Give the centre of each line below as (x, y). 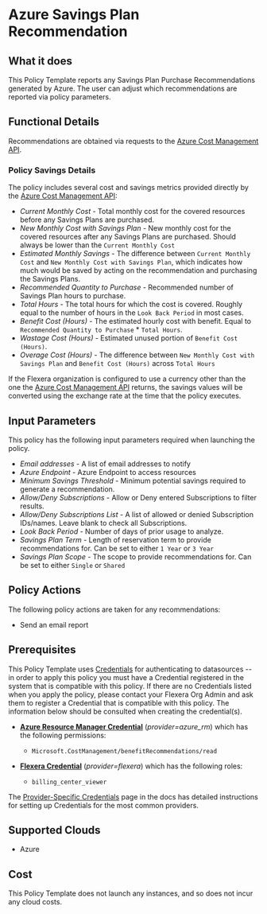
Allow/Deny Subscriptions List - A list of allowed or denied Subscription (137, 514)
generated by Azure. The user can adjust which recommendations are (123, 88)
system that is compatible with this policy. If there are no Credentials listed (130, 686)
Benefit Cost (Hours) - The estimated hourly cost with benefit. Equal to (135, 321)
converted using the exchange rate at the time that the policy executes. (125, 396)
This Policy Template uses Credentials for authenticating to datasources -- (130, 669)
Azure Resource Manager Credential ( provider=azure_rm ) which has (134, 726)
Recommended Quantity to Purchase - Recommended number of (127, 287)
